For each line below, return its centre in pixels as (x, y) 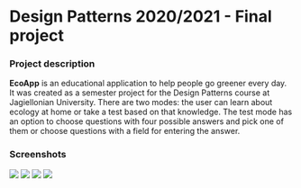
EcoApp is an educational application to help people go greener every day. (148, 84)
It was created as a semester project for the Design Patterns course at (140, 93)
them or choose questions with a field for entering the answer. (125, 131)
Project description (52, 64)
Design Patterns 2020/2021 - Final (141, 17)
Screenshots (38, 155)
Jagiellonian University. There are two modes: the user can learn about (141, 103)
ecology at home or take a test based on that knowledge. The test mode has (151, 112)
